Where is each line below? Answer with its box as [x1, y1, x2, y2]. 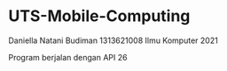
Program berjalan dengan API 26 [8, 52, 128, 62]
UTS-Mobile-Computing [8, 6, 191, 26]
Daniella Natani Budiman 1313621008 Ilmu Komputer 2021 [8, 35, 218, 46]
